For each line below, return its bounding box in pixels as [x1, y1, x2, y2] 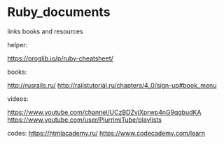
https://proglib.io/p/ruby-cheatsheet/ [7, 54, 114, 63]
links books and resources [7, 27, 83, 35]
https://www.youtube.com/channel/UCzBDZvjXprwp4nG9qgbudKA [7, 108, 202, 116]
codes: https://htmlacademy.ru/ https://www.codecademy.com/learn [7, 129, 205, 137]
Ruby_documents [7, 4, 111, 20]
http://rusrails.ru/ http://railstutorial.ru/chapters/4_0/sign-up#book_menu [7, 81, 217, 89]
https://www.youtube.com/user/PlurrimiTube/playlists [7, 115, 162, 124]
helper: [7, 40, 28, 49]
